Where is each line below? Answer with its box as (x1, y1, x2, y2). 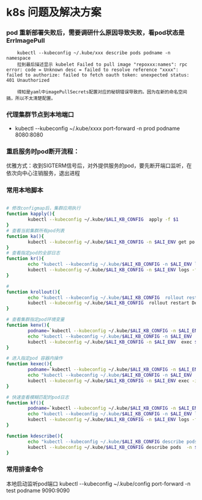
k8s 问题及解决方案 (6, 5, 102, 19)
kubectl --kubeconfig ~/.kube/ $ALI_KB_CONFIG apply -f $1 (28, 217, 179, 223)
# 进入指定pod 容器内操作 (6, 356, 63, 362)
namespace (6, 55, 31, 61)
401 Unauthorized (6, 78, 50, 84)
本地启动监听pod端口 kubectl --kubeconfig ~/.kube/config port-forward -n (6, 480, 191, 487)
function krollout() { (6, 289, 61, 295)
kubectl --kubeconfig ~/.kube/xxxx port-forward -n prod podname (14, 125, 180, 132)
